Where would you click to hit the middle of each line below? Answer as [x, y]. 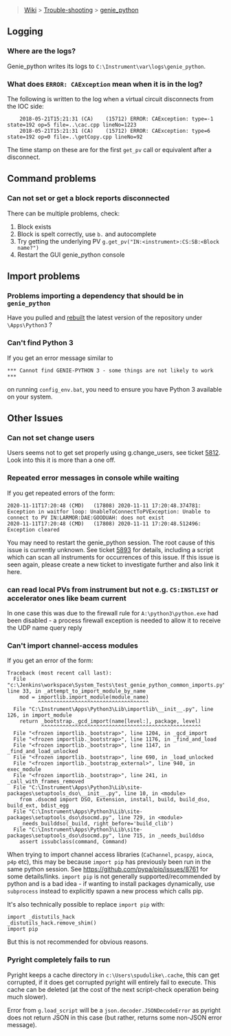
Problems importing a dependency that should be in [96, 295]
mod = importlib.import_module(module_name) [84, 697]
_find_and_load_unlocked [43, 752]
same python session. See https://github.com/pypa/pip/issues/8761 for [108, 869]
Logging [25, 31]
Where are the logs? [42, 51]
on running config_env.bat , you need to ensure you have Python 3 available [114, 389]
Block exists [34, 226]
